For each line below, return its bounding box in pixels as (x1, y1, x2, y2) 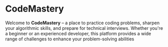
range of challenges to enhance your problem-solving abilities (5, 36, 135, 42)
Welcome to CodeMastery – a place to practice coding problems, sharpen (5, 20, 160, 26)
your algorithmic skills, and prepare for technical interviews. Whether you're (5, 25, 163, 31)
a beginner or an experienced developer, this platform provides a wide (5, 30, 151, 36)
